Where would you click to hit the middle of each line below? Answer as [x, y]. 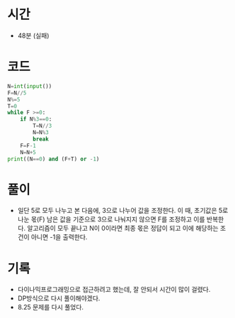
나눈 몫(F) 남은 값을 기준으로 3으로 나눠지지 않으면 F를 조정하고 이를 [111, 219]
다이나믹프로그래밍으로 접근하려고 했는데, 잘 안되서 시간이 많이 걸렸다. [114, 290]
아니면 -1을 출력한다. [59, 237]
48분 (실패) [33, 35]
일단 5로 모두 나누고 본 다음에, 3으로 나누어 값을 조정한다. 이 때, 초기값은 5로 [123, 211]
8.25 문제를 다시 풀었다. [50, 307]
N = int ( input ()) [30, 86]
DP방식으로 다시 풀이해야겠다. [59, 298]
